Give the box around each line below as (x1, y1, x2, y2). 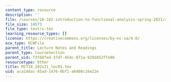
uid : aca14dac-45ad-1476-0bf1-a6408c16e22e (5, 69, 99, 74)
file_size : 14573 (5, 21, 42, 27)
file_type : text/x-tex (5, 26, 53, 32)
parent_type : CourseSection (5, 50, 65, 55)
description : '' (5, 12, 40, 17)
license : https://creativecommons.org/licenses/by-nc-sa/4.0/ (5, 36, 140, 41)
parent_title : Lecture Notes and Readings (5, 45, 97, 50)
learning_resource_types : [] (5, 31, 67, 36)
